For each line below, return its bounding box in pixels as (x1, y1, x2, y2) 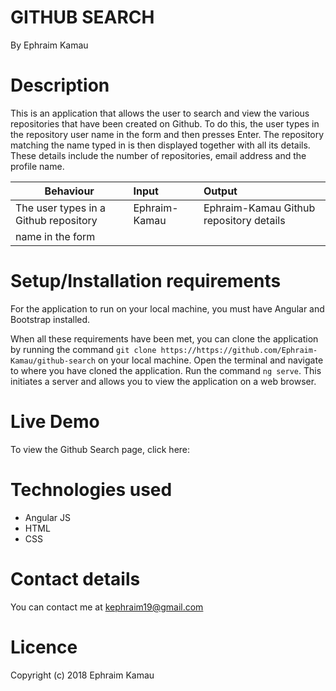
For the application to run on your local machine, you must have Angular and (10, 302, 325, 315)
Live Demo (10, 411, 100, 433)
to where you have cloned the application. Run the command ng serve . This (10, 364, 322, 376)
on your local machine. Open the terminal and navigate (97, 354, 324, 366)
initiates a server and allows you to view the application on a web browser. (10, 375, 317, 387)
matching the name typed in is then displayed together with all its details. (10, 139, 311, 151)
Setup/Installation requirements (10, 270, 282, 293)
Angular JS (24, 511, 72, 523)
